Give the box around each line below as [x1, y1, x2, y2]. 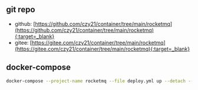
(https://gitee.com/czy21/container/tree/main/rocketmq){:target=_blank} [14, 45, 190, 52]
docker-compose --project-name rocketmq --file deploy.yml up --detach [6, 78, 186, 84]
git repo [6, 5, 35, 15]
